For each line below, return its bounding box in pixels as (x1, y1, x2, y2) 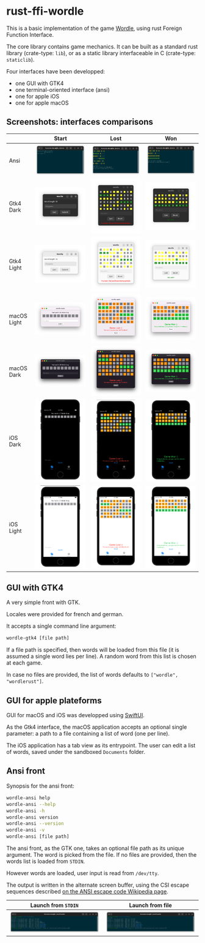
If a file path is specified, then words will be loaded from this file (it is (6, 646, 179, 654)
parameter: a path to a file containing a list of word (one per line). (6, 730, 170, 737)
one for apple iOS (15, 92, 60, 100)
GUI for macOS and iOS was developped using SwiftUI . (6, 712, 145, 719)
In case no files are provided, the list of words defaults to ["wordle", (6, 671, 179, 679)
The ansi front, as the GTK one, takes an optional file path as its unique (6, 844, 185, 852)
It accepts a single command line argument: (6, 622, 117, 630)
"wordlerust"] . (6, 677, 44, 685)
